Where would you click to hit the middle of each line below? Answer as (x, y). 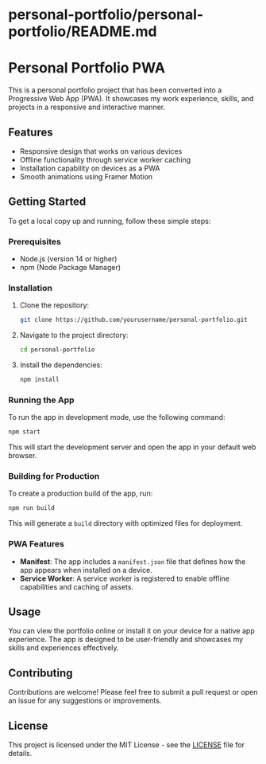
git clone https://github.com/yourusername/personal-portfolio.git (133, 320)
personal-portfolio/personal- (106, 15)
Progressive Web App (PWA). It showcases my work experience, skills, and (131, 99)
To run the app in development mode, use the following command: (117, 417)
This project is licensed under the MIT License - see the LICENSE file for (126, 745)
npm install (39, 380)
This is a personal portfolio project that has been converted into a (115, 90)
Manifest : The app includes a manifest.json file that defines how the (133, 561)
